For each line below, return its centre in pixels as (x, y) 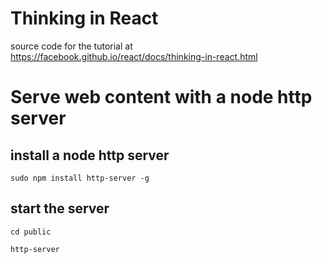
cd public (31, 232)
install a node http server (90, 155)
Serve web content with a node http (161, 97)
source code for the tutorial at (71, 46)
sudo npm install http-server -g (80, 178)
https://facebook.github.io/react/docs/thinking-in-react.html (134, 56)
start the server (60, 208)
